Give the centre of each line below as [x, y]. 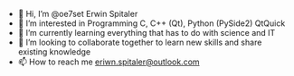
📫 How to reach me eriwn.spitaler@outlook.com [109, 62]
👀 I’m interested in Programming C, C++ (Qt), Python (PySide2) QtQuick [152, 23]
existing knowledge [54, 52]
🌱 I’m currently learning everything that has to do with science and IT [147, 33]
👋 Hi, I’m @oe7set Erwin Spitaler [78, 14]
